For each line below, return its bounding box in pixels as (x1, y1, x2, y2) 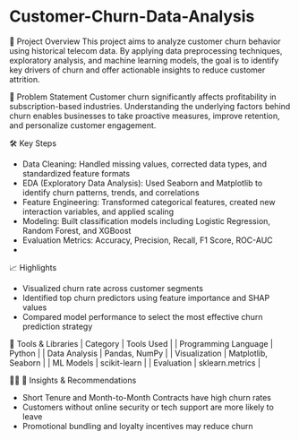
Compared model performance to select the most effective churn (21, 311, 263, 322)
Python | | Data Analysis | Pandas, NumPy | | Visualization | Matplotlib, (9, 348, 269, 358)
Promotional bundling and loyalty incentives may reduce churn (21, 420, 253, 431)
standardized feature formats (21, 168, 131, 178)
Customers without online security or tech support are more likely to (21, 401, 275, 412)
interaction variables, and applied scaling (21, 206, 175, 217)
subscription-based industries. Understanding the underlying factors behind (9, 100, 291, 111)
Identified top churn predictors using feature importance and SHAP (21, 292, 270, 303)
